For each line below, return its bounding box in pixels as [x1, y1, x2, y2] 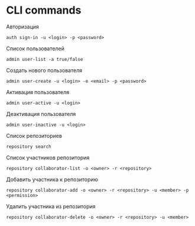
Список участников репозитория [6, 154, 90, 161]
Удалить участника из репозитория [6, 202, 96, 210]
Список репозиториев [6, 132, 62, 139]
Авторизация [6, 23, 40, 30]
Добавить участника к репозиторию [6, 176, 99, 183]
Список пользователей [6, 45, 65, 52]
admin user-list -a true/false [6, 56, 83, 62]
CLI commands [6, 4, 82, 17]
